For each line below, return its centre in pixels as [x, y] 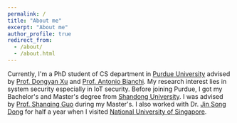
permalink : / [27, 14]
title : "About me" [35, 21]
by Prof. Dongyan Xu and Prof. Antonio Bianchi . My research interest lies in [117, 81]
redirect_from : [30, 41]
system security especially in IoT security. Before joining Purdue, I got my [115, 89]
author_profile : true [39, 34]
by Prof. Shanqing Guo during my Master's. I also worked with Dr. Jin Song [117, 104]
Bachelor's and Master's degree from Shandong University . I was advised [115, 96]
